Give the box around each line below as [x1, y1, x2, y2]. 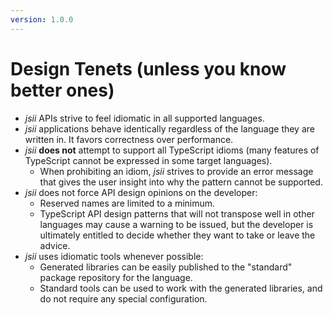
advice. [39, 239, 71, 251]
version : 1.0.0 [10, 14, 74, 25]
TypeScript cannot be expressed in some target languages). [24, 154, 273, 166]
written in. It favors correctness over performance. [24, 133, 234, 145]
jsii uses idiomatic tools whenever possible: [24, 250, 204, 262]
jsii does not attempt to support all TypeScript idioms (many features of [24, 144, 320, 156]
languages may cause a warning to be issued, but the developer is [39, 218, 314, 230]
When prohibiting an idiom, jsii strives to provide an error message [39, 165, 314, 177]
